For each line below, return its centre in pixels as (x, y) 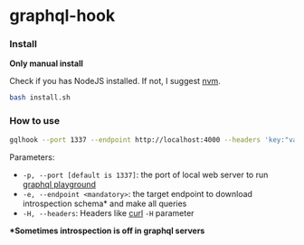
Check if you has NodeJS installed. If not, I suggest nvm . (115, 81)
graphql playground (59, 184)
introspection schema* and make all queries (104, 203)
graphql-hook (62, 16)
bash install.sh (40, 98)
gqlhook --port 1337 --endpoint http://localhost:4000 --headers (135, 140)
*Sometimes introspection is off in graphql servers (107, 231)
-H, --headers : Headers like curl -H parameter (108, 212)
